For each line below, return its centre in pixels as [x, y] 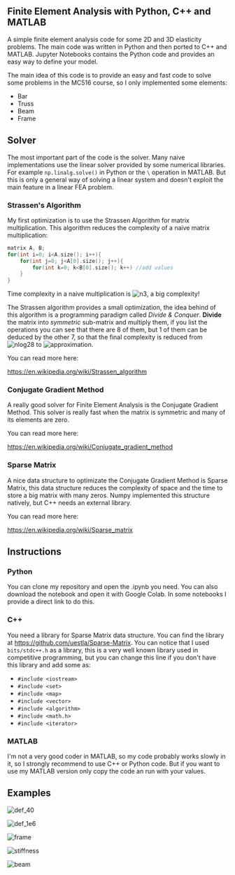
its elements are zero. [38, 420]
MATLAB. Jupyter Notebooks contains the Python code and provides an [111, 54]
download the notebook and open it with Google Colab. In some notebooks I [117, 595]
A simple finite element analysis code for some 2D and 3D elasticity [105, 39]
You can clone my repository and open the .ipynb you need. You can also [113, 587]
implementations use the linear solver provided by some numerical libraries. [116, 164]
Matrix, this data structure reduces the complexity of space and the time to [115, 488]
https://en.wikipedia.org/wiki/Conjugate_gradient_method [90, 447]
